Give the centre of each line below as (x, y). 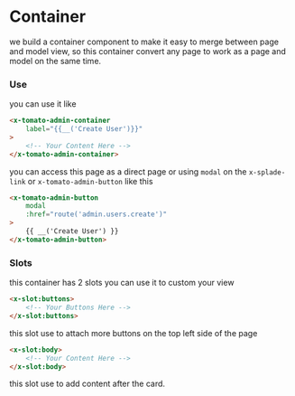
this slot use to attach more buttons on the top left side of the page (134, 333)
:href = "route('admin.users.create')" (97, 214)
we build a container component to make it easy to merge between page (144, 42)
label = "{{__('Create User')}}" (84, 129)
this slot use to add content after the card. (87, 384)
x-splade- (267, 172)
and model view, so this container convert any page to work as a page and (148, 51)
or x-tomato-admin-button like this (90, 181)
